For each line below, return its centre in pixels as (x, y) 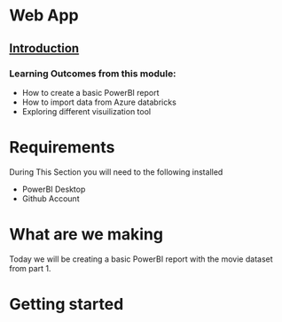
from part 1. (30, 268)
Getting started (67, 304)
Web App (44, 16)
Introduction (44, 48)
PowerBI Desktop (54, 189)
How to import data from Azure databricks (99, 102)
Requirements (62, 148)
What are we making (86, 234)
